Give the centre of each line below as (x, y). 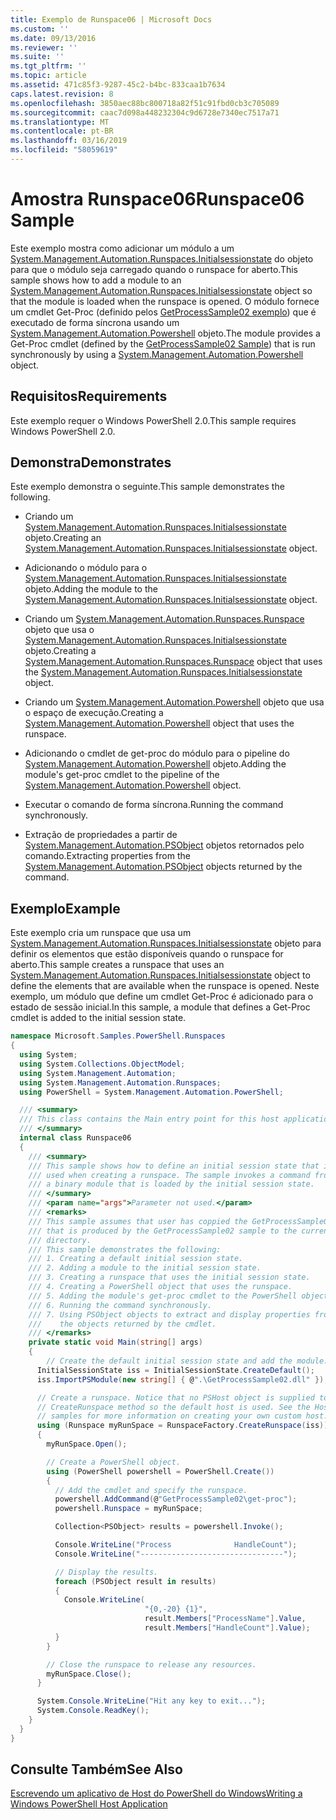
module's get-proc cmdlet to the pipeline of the (122, 775)
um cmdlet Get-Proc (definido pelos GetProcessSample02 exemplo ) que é (163, 312)
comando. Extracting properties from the (107, 856)
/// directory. (60, 1240)
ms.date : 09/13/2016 (53, 38)
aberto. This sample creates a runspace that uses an (117, 965)
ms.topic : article (48, 76)
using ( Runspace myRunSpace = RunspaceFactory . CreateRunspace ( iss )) (182, 1426)
